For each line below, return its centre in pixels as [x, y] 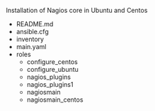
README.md [35, 24]
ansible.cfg [33, 32]
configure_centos [52, 62]
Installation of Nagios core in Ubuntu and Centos [77, 10]
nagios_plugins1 [50, 84]
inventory [30, 39]
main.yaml [31, 47]
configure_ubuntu [52, 69]
